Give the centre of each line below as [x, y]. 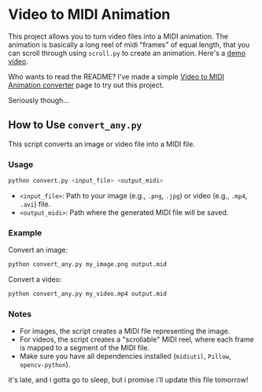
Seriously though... [39, 100]
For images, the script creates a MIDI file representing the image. [125, 331]
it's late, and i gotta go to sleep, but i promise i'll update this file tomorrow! [128, 380]
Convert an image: [38, 250]
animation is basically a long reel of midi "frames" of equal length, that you [129, 44]
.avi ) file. [35, 204]
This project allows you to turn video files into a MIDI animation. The [118, 36]
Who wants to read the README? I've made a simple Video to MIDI [116, 76]
